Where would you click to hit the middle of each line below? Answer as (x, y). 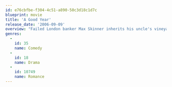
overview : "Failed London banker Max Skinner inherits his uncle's (79, 29)
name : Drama (27, 62)
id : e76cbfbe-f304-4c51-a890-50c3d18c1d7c (51, 10)
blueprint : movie (24, 15)
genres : (14, 34)
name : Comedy (28, 48)
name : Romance (29, 77)
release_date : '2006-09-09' (35, 24)
